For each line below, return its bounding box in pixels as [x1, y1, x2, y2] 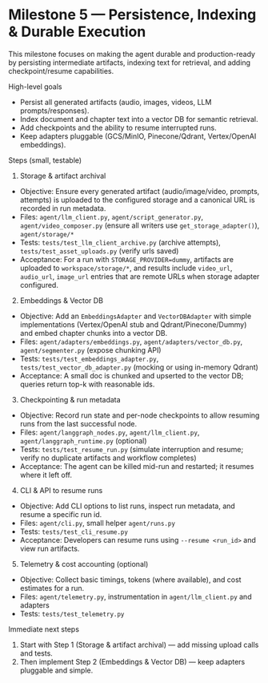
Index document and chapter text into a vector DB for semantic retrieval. [19, 114, 258, 123]
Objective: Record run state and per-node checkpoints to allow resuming [19, 410, 260, 420]
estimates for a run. [19, 583, 85, 592]
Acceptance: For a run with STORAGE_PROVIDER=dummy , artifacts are [19, 254, 234, 264]
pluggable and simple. [19, 665, 94, 675]
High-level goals [8, 82, 62, 91]
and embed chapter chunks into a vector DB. [19, 328, 168, 337]
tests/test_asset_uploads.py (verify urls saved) [19, 246, 179, 256]
